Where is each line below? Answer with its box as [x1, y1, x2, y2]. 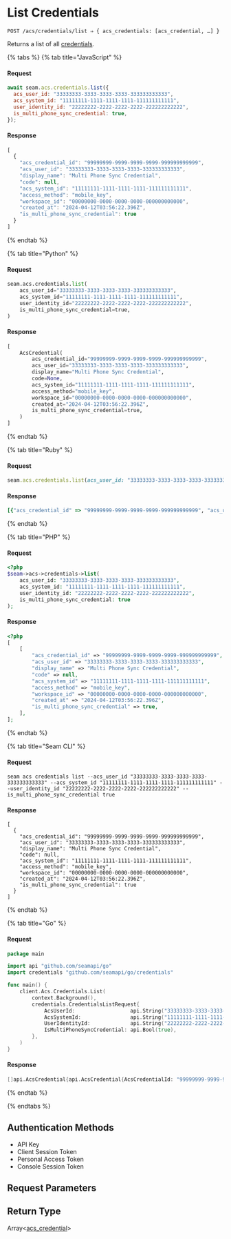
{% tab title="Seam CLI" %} [7, 742, 86, 750]
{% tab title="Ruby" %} [7, 446, 74, 453]
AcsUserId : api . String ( [43, 1007, 165, 1014]
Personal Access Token [16, 1155, 85, 1163]
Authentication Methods [7, 1122, 115, 1133]
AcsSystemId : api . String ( [43, 1013, 165, 1021]
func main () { [7, 982, 48, 988]
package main [7, 950, 45, 957]
